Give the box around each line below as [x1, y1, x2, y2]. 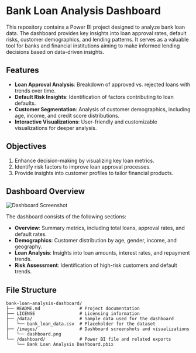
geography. [14, 243, 43, 250]
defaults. [14, 100, 36, 107]
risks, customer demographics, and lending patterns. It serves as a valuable [6, 36, 189, 43]
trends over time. [14, 87, 56, 94]
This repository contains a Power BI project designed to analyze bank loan [6, 23, 185, 30]
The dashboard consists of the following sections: [6, 213, 127, 220]
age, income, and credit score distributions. [14, 112, 120, 119]
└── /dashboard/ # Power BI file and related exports [6, 337, 171, 342]
